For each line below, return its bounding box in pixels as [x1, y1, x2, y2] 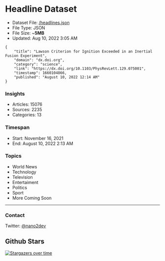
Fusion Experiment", [5, 53, 48, 58]
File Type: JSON [12, 24, 45, 30]
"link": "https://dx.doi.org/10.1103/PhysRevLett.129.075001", [14, 66, 146, 71]
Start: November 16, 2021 [12, 135, 64, 141]
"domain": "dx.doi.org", [14, 57, 65, 62]
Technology [12, 169, 37, 175]
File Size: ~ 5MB [12, 30, 45, 36]
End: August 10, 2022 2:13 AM [12, 141, 74, 146]
